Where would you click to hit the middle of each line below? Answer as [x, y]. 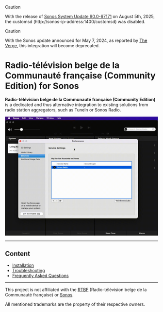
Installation [23, 265]
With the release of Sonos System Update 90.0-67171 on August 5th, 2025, [80, 16]
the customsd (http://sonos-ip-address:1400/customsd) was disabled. [75, 22]
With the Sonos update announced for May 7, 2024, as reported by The [76, 40]
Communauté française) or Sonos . [39, 295]
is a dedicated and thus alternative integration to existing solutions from [77, 105]
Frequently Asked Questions [40, 276]
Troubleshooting [28, 271]
